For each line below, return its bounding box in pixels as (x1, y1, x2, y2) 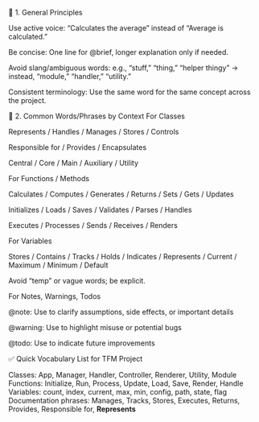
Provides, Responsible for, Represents (8, 404, 137, 414)
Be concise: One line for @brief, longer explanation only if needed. (8, 48, 229, 56)
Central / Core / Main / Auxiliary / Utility (8, 158, 139, 168)
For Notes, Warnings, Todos (8, 292, 101, 301)
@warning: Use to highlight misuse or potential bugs (8, 323, 183, 332)
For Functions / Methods (8, 174, 90, 183)
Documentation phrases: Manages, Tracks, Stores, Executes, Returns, (8, 395, 240, 405)
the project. (8, 96, 47, 105)
